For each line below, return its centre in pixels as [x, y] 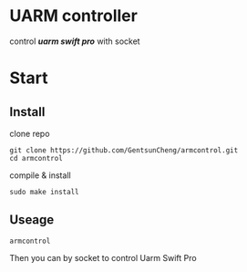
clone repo [30, 133]
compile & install [40, 175]
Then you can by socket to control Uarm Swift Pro [103, 257]
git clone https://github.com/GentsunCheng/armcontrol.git [124, 150]
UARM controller [74, 16]
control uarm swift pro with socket [75, 41]
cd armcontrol [36, 158]
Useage [32, 220]
